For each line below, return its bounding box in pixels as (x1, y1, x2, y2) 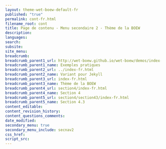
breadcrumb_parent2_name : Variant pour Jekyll (5, 72, 103, 77)
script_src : (5, 137, 30, 142)
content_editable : (5, 104, 43, 109)
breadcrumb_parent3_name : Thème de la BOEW (5, 81, 96, 86)
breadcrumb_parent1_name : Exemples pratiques (5, 63, 100, 68)
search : (5, 40, 21, 45)
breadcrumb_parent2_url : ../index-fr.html (5, 68, 94, 73)
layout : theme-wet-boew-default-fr (5, 7, 79, 12)
